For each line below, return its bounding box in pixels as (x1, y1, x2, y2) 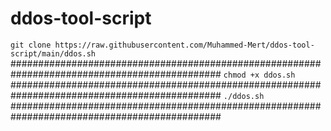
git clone (10, 40, 52, 50)
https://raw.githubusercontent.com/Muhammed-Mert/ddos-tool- (54, 40, 315, 50)
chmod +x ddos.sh (223, 70, 296, 80)
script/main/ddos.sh (10, 48, 97, 59)
